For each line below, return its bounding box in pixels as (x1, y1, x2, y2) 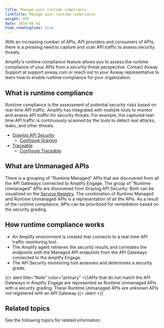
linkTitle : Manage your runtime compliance (5, 12, 96, 17)
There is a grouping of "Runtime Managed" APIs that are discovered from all (5, 175, 159, 181)
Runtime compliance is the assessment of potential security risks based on (5, 102, 157, 108)
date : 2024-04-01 (5, 21, 41, 26)
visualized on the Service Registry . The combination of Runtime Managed (5, 191, 154, 196)
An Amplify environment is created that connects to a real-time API (12, 234, 148, 240)
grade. (12, 265, 26, 271)
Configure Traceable (19, 148, 61, 154)
